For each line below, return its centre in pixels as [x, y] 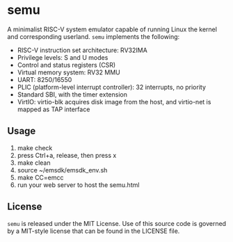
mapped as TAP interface [54, 109]
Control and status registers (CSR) [66, 65]
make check [35, 147]
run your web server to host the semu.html [78, 185]
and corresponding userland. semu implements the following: [94, 36]
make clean [34, 163]
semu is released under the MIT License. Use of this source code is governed [117, 223]
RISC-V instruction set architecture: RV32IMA [82, 50]
